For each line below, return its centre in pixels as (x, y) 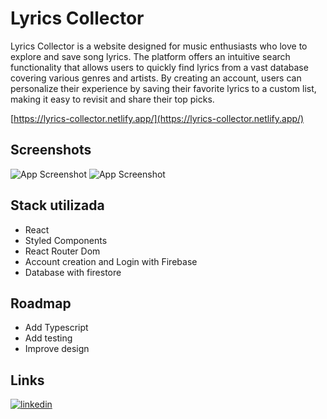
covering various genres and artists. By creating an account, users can (156, 78)
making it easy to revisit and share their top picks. (112, 99)
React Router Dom (62, 251)
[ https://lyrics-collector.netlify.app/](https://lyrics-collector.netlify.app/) (157, 118)
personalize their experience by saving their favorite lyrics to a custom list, (163, 88)
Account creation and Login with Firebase (111, 261)
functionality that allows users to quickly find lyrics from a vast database (159, 67)
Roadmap (41, 303)
